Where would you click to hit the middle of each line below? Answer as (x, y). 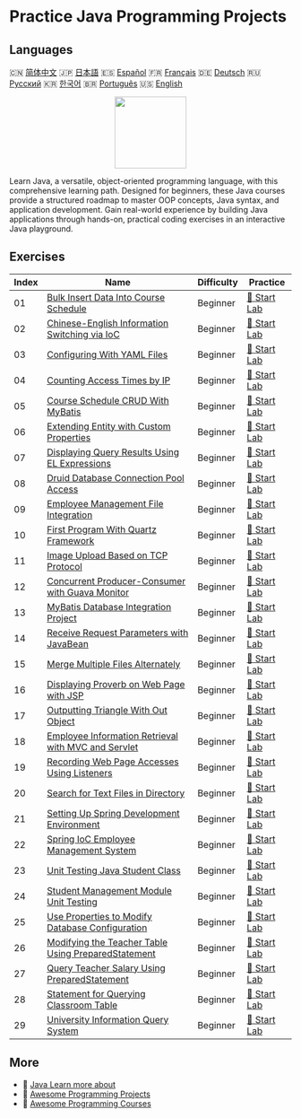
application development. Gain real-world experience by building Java (139, 210)
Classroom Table (82, 1005)
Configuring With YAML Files (107, 354)
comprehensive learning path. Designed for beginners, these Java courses (147, 191)
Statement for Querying (96, 993)
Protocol (64, 566)
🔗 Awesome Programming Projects (86, 1094)
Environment (73, 825)
